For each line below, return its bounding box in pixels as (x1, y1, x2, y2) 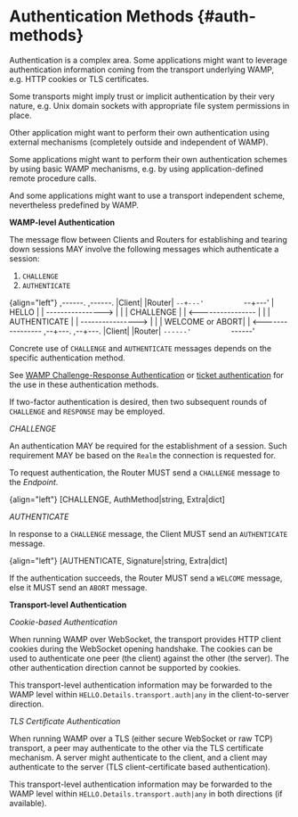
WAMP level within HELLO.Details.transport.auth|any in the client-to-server (9, 689, 289, 699)
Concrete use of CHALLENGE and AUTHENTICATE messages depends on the (9, 342, 272, 353)
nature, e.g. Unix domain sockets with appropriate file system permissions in (9, 100, 290, 111)
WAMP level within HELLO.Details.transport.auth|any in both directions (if (9, 788, 283, 799)
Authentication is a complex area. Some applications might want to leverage (9, 54, 287, 65)
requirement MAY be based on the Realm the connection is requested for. (9, 450, 276, 460)
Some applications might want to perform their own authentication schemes (9, 153, 287, 164)
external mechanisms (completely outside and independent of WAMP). (9, 136, 269, 147)
